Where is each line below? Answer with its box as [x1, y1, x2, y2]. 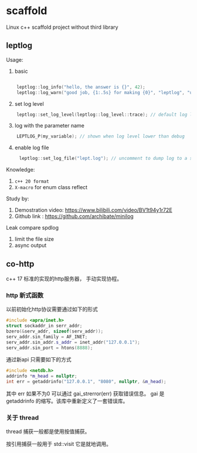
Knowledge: [6, 166, 35, 173]
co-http [6, 259, 35, 269]
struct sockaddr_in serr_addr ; [6, 323, 83, 329]
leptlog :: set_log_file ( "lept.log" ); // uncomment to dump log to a [19, 156, 188, 162]
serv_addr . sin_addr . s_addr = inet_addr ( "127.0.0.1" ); [6, 339, 141, 345]
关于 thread [6, 414, 39, 422]
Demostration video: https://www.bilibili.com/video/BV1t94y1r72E [14, 207, 173, 214]
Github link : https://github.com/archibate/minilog [14, 213, 134, 220]
